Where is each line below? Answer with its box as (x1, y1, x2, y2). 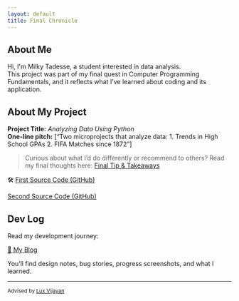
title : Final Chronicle (7, 17, 78, 24)
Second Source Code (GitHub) (7, 192, 97, 200)
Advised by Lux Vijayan (7, 287, 65, 295)
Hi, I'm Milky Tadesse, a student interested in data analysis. (7, 62, 181, 71)
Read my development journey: (7, 231, 99, 240)
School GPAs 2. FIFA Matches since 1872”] (7, 140, 132, 148)
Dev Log (7, 213, 45, 225)
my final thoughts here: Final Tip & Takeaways (24, 161, 160, 170)
